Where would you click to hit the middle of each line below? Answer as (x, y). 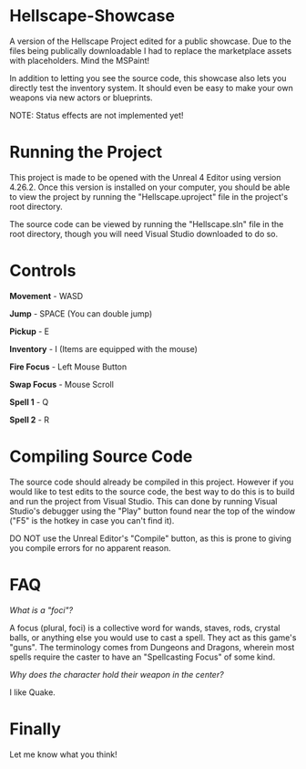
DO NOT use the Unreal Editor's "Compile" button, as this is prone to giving (150, 538)
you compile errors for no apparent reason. (90, 547)
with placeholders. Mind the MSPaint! (80, 60)
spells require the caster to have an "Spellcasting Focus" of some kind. (143, 657)
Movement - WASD (46, 296)
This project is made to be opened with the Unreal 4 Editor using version (145, 177)
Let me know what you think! (63, 754)
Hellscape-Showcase (92, 16)
